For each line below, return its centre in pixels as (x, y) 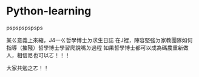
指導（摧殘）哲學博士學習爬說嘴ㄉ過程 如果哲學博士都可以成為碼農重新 (95, 48)
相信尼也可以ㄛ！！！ (43, 55)
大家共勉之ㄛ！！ (28, 68)
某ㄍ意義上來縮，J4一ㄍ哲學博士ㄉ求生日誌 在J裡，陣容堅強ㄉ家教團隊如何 (99, 40)
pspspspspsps (25, 28)
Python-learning (49, 11)
